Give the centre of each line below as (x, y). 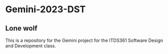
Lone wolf (21, 28)
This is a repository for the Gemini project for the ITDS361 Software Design (84, 40)
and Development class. (31, 46)
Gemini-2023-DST (46, 9)
